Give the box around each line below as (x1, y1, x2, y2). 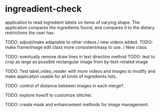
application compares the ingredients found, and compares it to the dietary (5, 24, 155, 30)
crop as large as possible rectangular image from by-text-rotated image (5, 59, 148, 64)
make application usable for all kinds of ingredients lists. (5, 73, 117, 79)
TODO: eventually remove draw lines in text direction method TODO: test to (5, 53, 155, 59)
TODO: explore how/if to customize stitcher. (5, 92, 93, 98)
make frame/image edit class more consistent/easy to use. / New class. (5, 44, 148, 50)
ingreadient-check (5, 3, 82, 15)
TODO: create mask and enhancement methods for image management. (5, 101, 149, 107)
